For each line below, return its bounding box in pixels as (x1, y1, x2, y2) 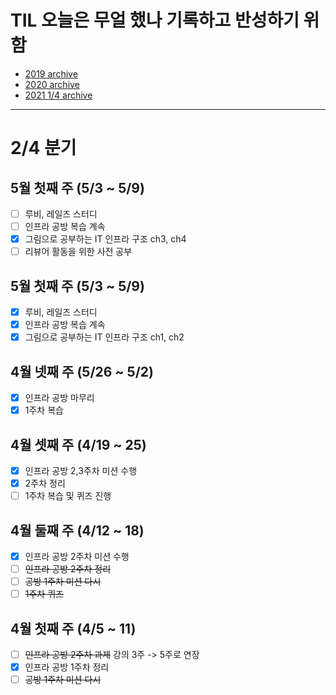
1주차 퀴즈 (24, 588, 64, 600)
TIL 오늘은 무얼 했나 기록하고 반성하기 (10, 9, 300, 32)
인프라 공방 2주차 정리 (24, 563, 112, 575)
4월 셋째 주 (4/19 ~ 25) (10, 436, 147, 453)
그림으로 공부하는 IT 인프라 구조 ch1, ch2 (24, 331, 185, 343)
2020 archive (24, 78, 80, 90)
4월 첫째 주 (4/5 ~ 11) (10, 620, 137, 637)
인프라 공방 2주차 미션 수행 (24, 550, 130, 562)
